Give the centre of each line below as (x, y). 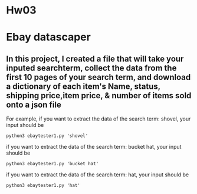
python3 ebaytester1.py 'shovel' (47, 136)
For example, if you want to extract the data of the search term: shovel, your (98, 119)
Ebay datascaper (49, 37)
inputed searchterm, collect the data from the (91, 68)
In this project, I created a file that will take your (95, 58)
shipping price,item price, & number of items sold (99, 96)
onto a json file (34, 104)
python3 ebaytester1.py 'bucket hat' (52, 164)
